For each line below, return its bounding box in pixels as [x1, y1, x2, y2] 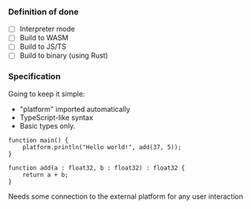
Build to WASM [19, 33, 69, 43]
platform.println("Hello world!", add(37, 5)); [22, 143, 182, 151]
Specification [8, 71, 61, 82]
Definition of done [8, 6, 79, 17]
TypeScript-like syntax [19, 113, 93, 122]
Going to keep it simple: [8, 89, 85, 99]
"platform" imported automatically [19, 104, 130, 114]
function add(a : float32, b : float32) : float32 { [8, 164, 185, 172]
